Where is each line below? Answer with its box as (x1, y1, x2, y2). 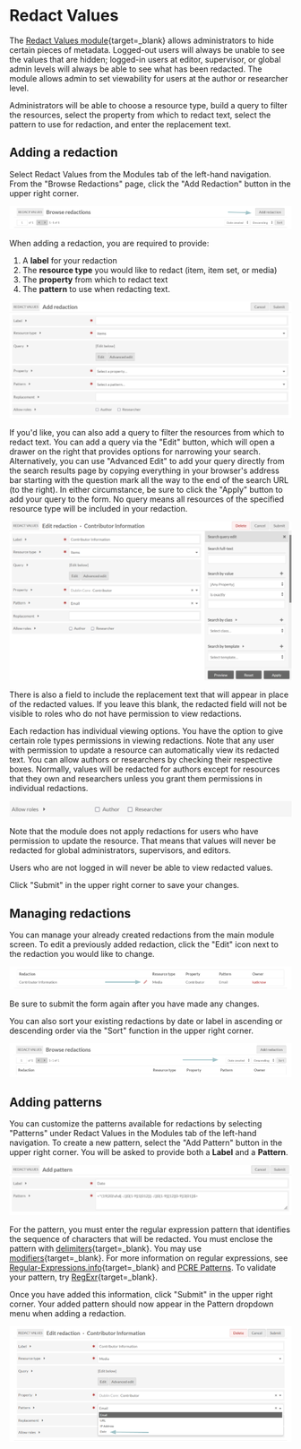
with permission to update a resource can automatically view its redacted (9, 745, 279, 755)
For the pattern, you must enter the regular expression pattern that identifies (9, 1224, 291, 1235)
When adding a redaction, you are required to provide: (9, 238, 210, 249)
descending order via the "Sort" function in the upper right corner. (9, 1025, 254, 1036)
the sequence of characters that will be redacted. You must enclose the (9, 1233, 273, 1244)
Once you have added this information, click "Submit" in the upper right (9, 1289, 273, 1299)
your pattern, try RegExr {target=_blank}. (9, 1272, 159, 1282)
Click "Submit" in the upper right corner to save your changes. (9, 880, 240, 891)
